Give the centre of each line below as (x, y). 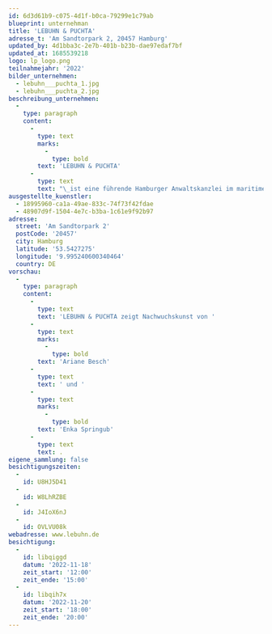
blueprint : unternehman (49, 23)
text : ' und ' (61, 384)
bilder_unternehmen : (43, 76)
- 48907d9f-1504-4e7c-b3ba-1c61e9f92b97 (85, 211)
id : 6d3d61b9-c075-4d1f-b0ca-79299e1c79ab (81, 16)
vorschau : (25, 272)
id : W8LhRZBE (45, 497)
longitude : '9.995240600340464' (70, 256)
